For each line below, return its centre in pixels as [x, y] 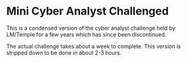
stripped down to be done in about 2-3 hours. [64, 52]
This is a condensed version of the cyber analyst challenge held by [91, 28]
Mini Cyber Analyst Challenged [88, 11]
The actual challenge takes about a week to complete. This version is [93, 46]
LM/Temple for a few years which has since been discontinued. [86, 34]
